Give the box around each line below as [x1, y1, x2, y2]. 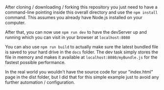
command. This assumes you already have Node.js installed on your [5, 15, 143, 20]
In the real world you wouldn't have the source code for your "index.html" [5, 69, 153, 75]
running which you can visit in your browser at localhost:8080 [5, 34, 131, 40]
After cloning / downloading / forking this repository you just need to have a [5, 4, 158, 10]
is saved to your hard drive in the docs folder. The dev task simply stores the [5, 49, 158, 55]
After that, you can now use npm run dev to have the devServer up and [5, 29, 147, 35]
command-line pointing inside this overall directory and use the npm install [5, 9, 158, 15]
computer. [5, 20, 26, 25]
